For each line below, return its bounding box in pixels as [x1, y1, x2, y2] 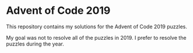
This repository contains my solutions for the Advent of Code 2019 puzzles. [6, 23, 188, 30]
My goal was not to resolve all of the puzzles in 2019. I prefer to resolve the [6, 34, 187, 41]
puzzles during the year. [6, 40, 64, 47]
